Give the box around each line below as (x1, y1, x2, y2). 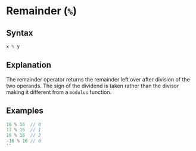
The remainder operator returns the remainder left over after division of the (6, 75, 191, 83)
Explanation (6, 60, 52, 70)
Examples (6, 106, 43, 116)
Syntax (6, 28, 33, 38)
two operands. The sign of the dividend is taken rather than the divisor (6, 82, 179, 89)
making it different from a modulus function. (6, 88, 112, 96)
